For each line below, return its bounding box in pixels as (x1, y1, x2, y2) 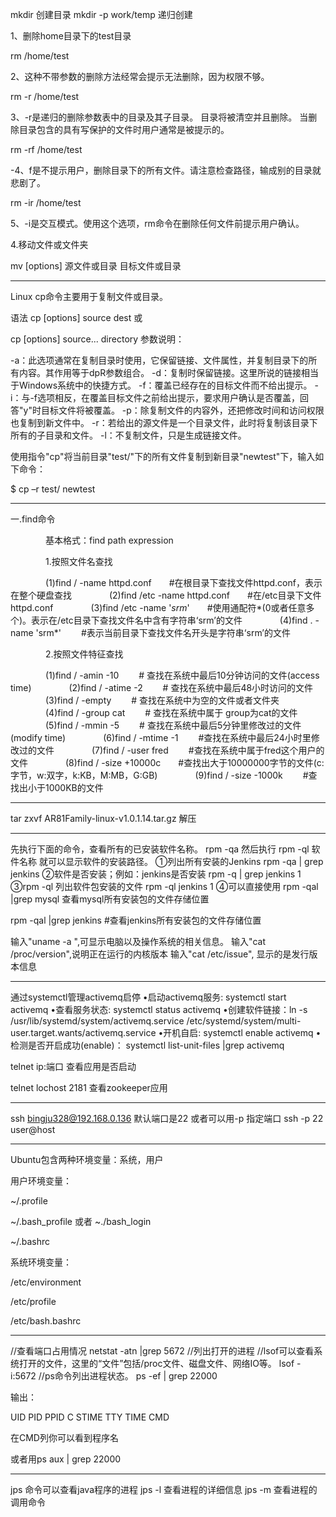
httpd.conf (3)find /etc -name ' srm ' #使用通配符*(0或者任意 (10, 602, 307, 613)
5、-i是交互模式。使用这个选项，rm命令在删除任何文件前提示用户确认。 (10, 218, 305, 229)
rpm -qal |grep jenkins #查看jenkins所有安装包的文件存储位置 (10, 914, 262, 926)
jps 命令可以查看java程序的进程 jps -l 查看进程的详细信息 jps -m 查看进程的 (10, 1484, 318, 1495)
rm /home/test (10, 50, 70, 62)
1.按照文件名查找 (44, 556, 113, 567)
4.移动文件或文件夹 (10, 239, 89, 250)
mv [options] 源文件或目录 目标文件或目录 (10, 260, 182, 272)
